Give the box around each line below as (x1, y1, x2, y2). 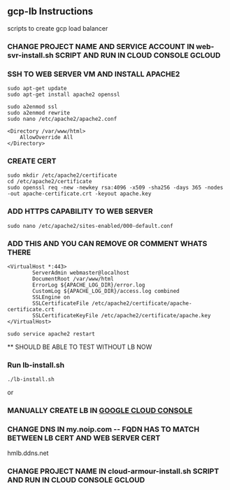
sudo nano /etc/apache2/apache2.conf (7, 115, 117, 123)
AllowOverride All (20, 134, 73, 141)
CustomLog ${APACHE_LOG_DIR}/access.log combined (32, 287, 180, 294)
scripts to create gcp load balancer (7, 24, 108, 32)
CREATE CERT (7, 156, 57, 166)
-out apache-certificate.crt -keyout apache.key (7, 190, 152, 198)
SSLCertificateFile (32, 300, 89, 307)
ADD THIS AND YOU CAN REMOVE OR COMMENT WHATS (7, 238, 208, 248)
